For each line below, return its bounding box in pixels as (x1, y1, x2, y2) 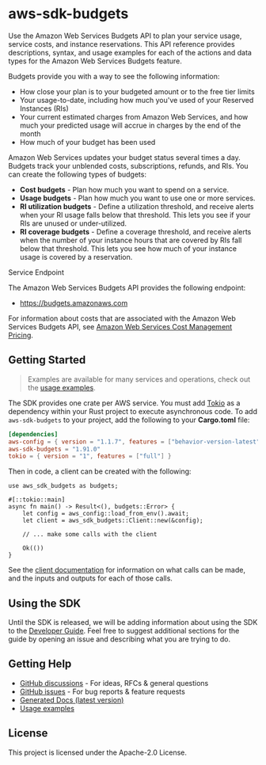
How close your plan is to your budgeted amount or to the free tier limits (19, 86, 255, 96)
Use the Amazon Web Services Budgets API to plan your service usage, (8, 31, 242, 40)
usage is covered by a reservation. (19, 252, 133, 261)
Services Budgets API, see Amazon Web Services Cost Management (8, 322, 233, 331)
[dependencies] (8, 430, 59, 438)
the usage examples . (27, 382, 97, 392)
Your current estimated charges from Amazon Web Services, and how (19, 112, 249, 121)
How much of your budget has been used (19, 137, 156, 147)
